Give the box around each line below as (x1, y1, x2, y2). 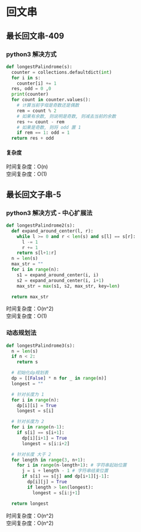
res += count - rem (17, 119, 65, 125)
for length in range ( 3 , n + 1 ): (11, 457, 86, 463)
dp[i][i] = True (17, 402, 57, 408)
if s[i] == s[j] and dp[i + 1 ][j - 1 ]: (21, 473, 110, 479)
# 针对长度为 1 (11, 391, 44, 397)
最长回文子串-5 (6, 189, 61, 199)
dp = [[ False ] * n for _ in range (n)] (11, 375, 107, 382)
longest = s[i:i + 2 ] (21, 440, 70, 447)
